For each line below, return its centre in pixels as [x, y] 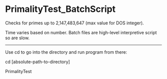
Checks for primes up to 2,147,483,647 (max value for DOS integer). [75, 23]
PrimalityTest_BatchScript [60, 9]
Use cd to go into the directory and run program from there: [66, 52]
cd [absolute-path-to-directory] [38, 62]
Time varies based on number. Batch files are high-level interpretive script [81, 32]
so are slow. [17, 38]
